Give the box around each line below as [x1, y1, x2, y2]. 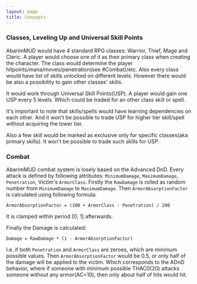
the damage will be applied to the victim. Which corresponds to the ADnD [6, 259, 185, 266]
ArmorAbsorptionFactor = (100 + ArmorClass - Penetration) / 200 [6, 203, 170, 208]
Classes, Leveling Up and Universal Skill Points [6, 34, 143, 42]
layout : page [6, 8, 38, 15]
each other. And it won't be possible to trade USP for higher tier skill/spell [6, 113, 185, 121]
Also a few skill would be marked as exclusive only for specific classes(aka [6, 131, 188, 139]
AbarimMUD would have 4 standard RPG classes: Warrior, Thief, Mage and [6, 47, 188, 54]
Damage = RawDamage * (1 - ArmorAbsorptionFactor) [6, 236, 133, 242]
